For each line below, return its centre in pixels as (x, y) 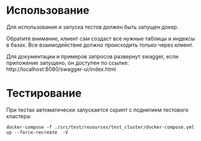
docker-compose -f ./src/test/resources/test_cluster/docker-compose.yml (100, 127)
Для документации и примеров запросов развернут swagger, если (92, 56)
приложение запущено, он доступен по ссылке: (67, 63)
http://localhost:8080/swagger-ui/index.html (61, 69)
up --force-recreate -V (37, 132)
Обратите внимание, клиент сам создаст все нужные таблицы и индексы (100, 38)
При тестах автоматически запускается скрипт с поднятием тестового (97, 110)
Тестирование (44, 94)
